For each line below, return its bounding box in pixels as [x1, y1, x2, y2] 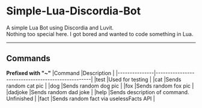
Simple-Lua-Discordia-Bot [6, 4, 141, 18]
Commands [6, 53, 51, 64]
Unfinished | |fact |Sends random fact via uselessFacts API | [6, 95, 155, 102]
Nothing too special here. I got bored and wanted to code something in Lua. [6, 30, 194, 37]
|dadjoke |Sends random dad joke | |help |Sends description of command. [6, 88, 189, 95]
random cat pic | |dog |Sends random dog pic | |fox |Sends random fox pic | [6, 82, 194, 89]
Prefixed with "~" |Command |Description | [6, 69, 115, 76]
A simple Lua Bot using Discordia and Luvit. [6, 24, 114, 31]
